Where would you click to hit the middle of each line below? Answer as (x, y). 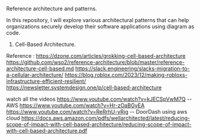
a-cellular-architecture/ (35, 75)
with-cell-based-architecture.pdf (47, 131)
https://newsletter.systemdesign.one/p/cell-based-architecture (84, 88)
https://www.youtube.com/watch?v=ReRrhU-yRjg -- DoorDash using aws (97, 112)
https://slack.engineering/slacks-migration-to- (133, 69)
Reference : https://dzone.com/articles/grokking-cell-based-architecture (96, 56)
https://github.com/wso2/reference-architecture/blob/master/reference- (96, 62)
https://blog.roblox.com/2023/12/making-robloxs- (126, 75)
